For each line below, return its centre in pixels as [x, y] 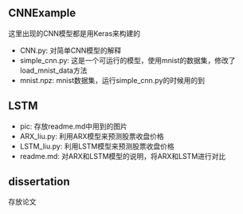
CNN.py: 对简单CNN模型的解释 [71, 50]
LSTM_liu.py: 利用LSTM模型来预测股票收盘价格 [97, 146]
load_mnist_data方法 [53, 70]
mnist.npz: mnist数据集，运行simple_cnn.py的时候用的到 [112, 80]
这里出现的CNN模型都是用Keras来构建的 [74, 33]
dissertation [39, 182]
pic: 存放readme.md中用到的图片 [73, 126]
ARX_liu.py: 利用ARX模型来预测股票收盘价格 [92, 136]
